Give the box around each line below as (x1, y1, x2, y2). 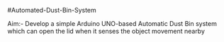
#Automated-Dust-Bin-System (7, 6, 97, 14)
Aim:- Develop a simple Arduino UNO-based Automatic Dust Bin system (7, 20, 218, 27)
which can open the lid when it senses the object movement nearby (7, 27, 206, 35)
